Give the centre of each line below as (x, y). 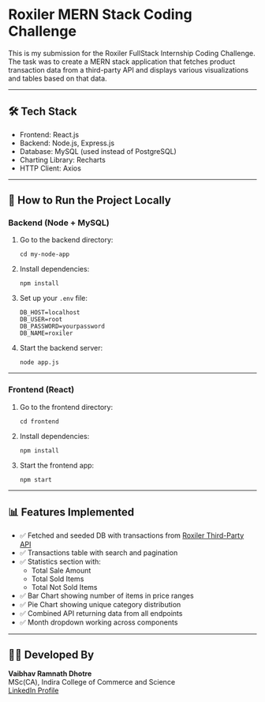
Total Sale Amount (61, 570)
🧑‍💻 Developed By (51, 654)
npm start (36, 479)
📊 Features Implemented (71, 512)
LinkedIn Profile (34, 691)
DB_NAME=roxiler (46, 333)
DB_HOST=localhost (50, 313)
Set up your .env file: (54, 298)
